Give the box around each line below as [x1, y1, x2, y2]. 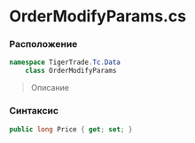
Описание [30, 83, 69, 93]
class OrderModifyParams [25, 67, 117, 75]
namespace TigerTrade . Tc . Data [9, 58, 121, 68]
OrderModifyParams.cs [9, 6, 187, 27]
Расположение [9, 38, 78, 51]
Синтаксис [9, 105, 59, 117]
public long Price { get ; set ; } [9, 124, 133, 134]
